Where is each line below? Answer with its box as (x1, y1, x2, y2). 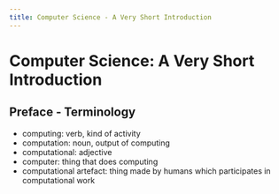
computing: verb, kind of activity (21, 128, 142, 138)
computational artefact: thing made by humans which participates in (21, 165, 272, 176)
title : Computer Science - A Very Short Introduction (9, 12, 213, 22)
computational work (21, 175, 96, 185)
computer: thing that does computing (21, 156, 159, 167)
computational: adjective (21, 146, 112, 157)
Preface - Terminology (9, 105, 136, 120)
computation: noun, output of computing (21, 138, 171, 148)
